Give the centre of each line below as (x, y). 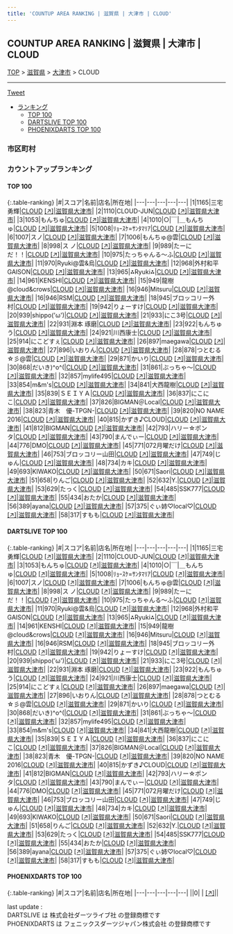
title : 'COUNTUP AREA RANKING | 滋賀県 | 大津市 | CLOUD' (89, 14)
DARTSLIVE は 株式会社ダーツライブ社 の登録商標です (84, 915)
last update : (25, 906)
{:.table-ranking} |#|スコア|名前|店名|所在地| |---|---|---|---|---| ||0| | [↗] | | (113, 892)
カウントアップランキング (50, 169)
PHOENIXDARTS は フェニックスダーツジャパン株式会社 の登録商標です (109, 924)
